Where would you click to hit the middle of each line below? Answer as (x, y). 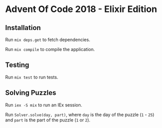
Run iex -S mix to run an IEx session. (44, 105)
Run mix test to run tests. (32, 77)
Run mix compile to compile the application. (50, 49)
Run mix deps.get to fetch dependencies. (48, 39)
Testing (17, 65)
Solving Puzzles (31, 93)
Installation (23, 28)
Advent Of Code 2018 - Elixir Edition (81, 9)
